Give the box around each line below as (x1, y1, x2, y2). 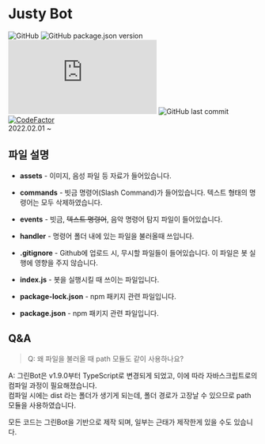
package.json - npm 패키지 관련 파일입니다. (19, 308, 160, 317)
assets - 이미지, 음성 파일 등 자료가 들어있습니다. (19, 171, 172, 180)
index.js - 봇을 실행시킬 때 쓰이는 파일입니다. (19, 275, 160, 284)
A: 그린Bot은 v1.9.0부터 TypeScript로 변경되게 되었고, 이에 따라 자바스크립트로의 (8, 370, 258, 380)
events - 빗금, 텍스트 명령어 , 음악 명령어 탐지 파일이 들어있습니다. (19, 214, 223, 224)
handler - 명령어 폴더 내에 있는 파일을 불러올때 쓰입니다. (19, 231, 195, 241)
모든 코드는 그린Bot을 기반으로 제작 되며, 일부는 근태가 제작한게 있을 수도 (8, 417, 232, 427)
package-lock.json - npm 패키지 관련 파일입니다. (19, 291, 176, 301)
